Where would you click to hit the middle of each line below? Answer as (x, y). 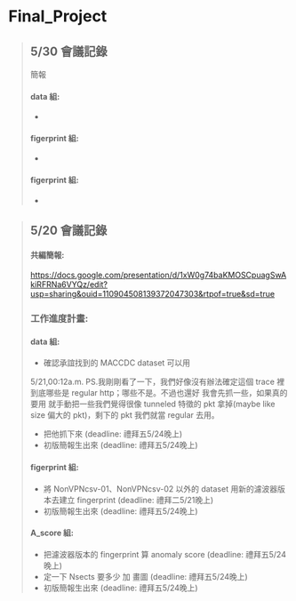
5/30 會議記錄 (68, 51)
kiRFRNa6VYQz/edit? (69, 284)
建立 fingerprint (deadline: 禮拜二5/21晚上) (136, 500)
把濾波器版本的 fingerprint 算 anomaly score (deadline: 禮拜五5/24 (164, 554)
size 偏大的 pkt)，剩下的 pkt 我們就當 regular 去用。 (124, 415)
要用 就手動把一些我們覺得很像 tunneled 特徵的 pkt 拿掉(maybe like (152, 404)
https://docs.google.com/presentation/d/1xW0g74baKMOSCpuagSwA (158, 275)
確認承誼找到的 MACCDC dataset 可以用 (117, 363)
